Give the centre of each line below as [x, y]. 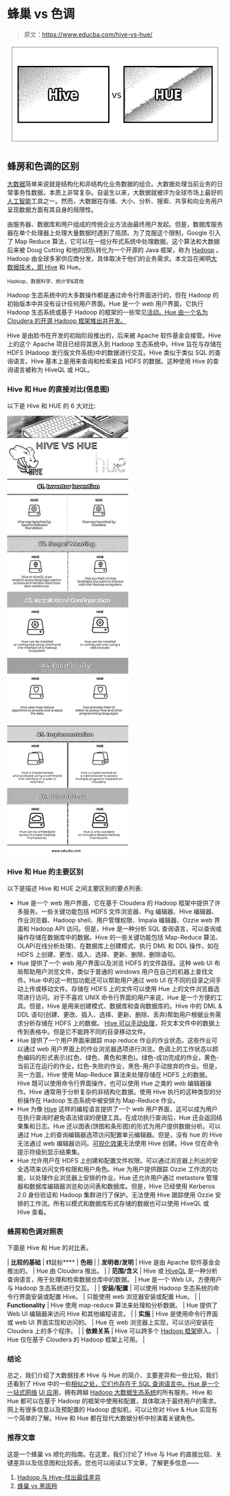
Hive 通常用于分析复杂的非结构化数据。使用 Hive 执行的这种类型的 [122, 1091]
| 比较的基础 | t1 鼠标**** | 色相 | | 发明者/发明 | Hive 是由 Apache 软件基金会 [114, 1262]
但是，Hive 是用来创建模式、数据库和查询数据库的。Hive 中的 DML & [126, 1006]
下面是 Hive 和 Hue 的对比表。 [50, 1248]
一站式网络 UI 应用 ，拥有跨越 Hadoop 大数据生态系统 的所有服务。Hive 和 [110, 1392]
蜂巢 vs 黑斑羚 [37, 1486]
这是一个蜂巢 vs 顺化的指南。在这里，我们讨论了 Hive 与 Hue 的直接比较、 [112, 1454]
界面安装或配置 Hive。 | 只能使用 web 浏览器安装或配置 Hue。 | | [110, 1297]
